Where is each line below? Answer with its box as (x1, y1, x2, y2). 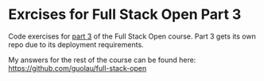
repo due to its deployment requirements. (8, 39, 145, 49)
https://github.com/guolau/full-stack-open (8, 63, 147, 72)
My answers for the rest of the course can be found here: (8, 55, 196, 64)
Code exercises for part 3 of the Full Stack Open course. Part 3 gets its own (8, 31, 256, 41)
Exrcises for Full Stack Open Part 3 (8, 6, 242, 24)
